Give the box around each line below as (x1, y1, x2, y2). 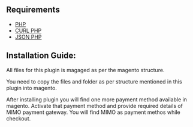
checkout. (6, 114, 31, 122)
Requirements (6, 5, 60, 15)
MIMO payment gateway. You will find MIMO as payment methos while (6, 109, 181, 116)
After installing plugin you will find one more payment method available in (6, 95, 188, 103)
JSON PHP (14, 33, 42, 41)
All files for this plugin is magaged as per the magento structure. (6, 66, 165, 73)
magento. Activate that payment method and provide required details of (6, 102, 183, 109)
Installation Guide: (6, 51, 76, 61)
